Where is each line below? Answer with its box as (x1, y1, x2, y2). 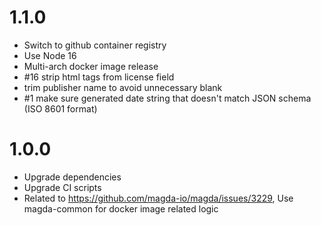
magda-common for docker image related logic (23, 202, 219, 215)
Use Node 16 (23, 49, 77, 61)
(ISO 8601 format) (23, 102, 98, 115)
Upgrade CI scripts (23, 181, 102, 193)
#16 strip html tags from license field (23, 71, 175, 83)
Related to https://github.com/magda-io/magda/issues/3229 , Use (23, 192, 294, 204)
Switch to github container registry (23, 39, 167, 51)
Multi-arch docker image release (23, 60, 159, 72)
